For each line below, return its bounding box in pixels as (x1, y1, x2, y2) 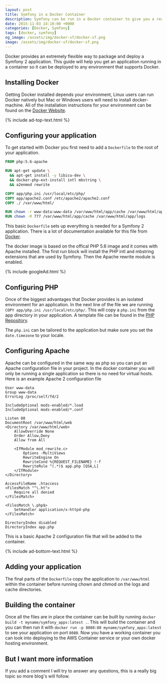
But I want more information (5, 655, 93, 663)
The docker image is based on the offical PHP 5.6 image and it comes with (5, 243, 158, 249)
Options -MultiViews (23, 450, 66, 455)
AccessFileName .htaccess (5, 481, 59, 486)
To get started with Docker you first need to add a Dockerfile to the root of (5, 145, 159, 151)
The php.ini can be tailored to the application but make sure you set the (5, 327, 153, 333)
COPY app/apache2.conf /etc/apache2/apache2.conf (5, 196, 110, 201)
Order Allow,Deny (14, 433, 50, 438)
